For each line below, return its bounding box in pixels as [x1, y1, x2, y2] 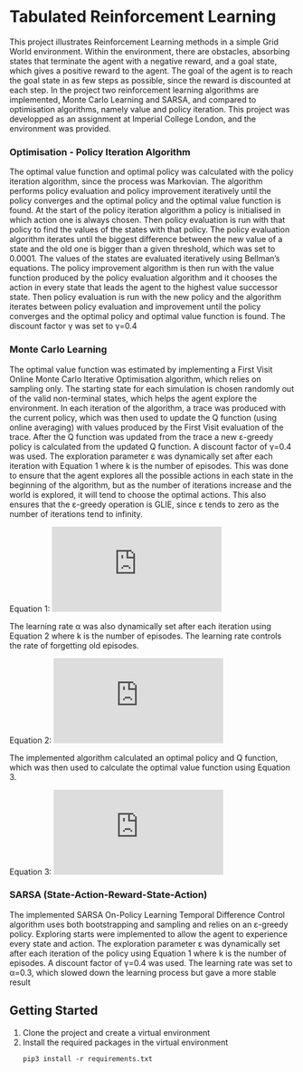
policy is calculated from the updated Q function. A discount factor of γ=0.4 [9, 441, 292, 452]
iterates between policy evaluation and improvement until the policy [9, 301, 261, 312]
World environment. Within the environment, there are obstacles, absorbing [9, 45, 290, 56]
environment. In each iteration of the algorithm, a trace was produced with [9, 402, 287, 414]
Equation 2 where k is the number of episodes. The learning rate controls [9, 630, 282, 641]
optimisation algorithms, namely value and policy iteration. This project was [9, 103, 290, 114]
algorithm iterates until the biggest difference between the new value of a [9, 234, 283, 245]
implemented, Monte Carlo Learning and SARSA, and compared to [9, 93, 257, 105]
